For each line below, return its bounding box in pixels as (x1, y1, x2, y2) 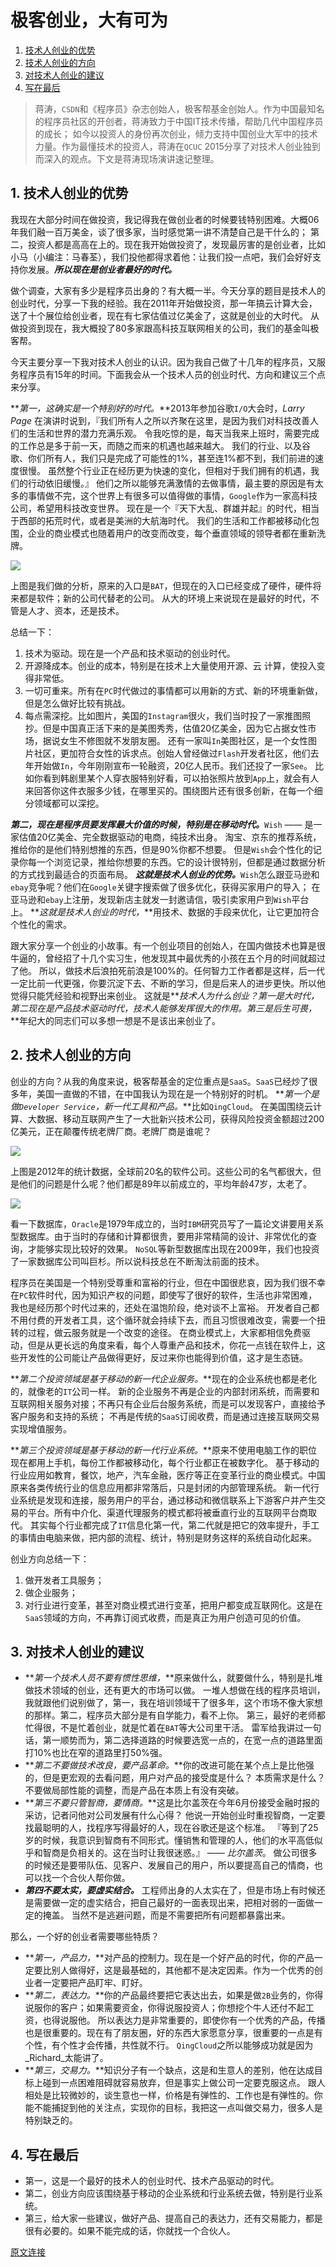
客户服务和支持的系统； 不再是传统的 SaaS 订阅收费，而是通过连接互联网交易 (10, 1410, 320, 1422)
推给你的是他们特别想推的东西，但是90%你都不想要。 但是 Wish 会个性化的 (10, 843, 313, 855)
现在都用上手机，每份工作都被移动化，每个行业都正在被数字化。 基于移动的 (10, 1456, 320, 1468)
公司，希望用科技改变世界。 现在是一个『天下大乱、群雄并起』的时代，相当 (10, 502, 320, 514)
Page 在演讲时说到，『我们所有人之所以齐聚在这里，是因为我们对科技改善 (10, 414, 311, 426)
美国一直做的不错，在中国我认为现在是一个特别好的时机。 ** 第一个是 (36, 1087, 320, 1100)
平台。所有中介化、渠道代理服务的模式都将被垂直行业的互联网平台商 (27, 1506, 308, 1518)
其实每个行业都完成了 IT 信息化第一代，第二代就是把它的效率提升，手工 (29, 1519, 320, 1531)
